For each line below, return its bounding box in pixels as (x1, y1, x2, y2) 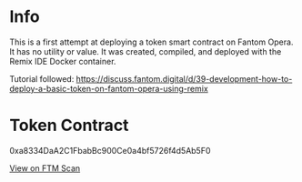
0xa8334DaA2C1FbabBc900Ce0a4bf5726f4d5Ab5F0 (9, 145, 211, 156)
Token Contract (9, 116, 129, 136)
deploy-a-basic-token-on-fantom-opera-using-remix (9, 83, 209, 94)
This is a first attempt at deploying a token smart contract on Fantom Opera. (9, 36, 294, 47)
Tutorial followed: (9, 73, 75, 84)
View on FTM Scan (9, 162, 81, 174)
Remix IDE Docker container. (9, 56, 116, 66)
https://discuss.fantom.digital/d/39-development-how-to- (75, 73, 293, 84)
